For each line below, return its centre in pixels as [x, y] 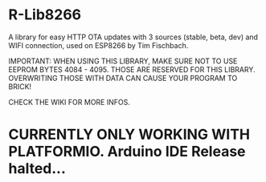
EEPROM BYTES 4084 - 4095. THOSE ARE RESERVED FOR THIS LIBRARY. [132, 69]
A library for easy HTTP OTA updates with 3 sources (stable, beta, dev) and [133, 37]
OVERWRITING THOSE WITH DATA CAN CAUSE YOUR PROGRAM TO [123, 78]
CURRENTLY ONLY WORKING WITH [129, 135]
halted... [37, 169]
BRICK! [20, 87]
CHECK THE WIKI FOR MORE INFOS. [69, 102]
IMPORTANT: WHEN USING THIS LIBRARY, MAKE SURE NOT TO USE [123, 61]
